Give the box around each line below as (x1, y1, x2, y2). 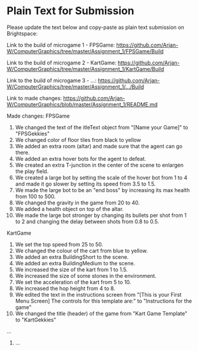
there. (15, 149, 30, 156)
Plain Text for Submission (6, 4, 134, 18)
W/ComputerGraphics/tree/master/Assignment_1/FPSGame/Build (6, 47, 164, 54)
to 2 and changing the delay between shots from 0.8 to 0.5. (15, 217, 160, 225)
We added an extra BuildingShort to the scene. (15, 253, 129, 261)
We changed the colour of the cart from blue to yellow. (15, 247, 148, 254)
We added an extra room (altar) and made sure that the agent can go (15, 142, 183, 149)
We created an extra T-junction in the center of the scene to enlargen (15, 161, 184, 168)
